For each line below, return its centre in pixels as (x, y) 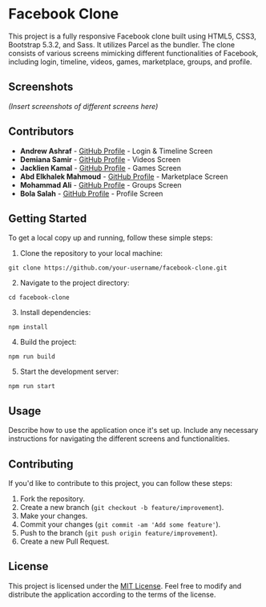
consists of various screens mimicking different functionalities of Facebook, (133, 53)
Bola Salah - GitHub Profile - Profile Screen (91, 193)
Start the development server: (69, 372)
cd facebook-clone (39, 297)
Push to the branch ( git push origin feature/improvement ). (119, 533)
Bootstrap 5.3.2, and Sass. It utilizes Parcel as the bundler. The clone (121, 44)
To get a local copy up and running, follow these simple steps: (111, 238)
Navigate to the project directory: (75, 283)
